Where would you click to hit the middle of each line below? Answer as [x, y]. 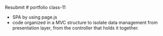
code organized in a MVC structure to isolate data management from [85, 23]
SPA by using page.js [35, 17]
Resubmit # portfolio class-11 [35, 7]
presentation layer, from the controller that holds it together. [76, 28]
